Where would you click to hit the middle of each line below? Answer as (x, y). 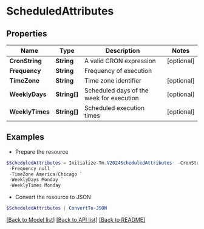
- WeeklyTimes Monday (35, 186)
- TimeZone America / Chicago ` (46, 174)
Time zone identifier (113, 80)
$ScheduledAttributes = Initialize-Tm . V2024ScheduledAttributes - (93, 163)
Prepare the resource (42, 152)
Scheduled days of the (116, 91)
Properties (27, 34)
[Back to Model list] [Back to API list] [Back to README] (76, 220)
